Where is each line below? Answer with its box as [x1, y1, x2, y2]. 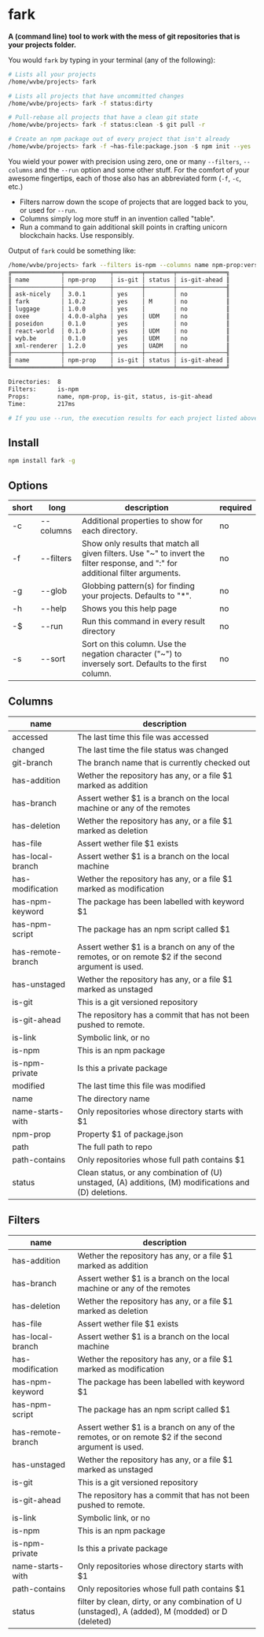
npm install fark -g [8, 457, 76, 465]
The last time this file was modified [77, 1080, 206, 1091]
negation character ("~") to [81, 648, 182, 659]
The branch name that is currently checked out [77, 757, 251, 768]
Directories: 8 [8, 378, 61, 386]
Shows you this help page [81, 603, 177, 614]
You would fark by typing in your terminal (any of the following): [8, 55, 216, 65]
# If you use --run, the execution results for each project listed [8, 414, 237, 422]
